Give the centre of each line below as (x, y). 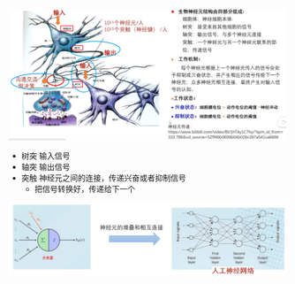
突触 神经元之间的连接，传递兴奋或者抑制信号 (103, 178)
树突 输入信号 (45, 156)
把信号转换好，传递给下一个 (85, 188)
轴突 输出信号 (45, 166)
